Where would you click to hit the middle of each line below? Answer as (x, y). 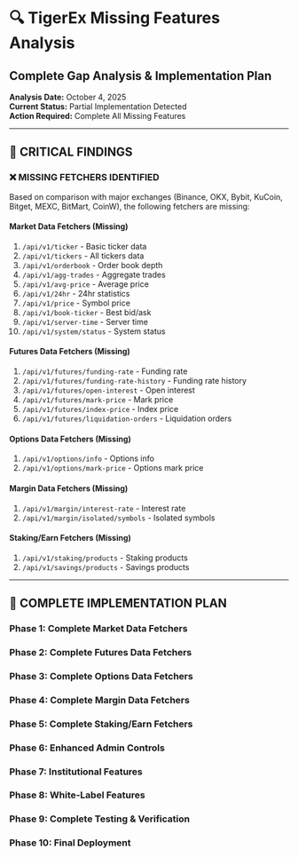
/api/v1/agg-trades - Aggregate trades (94, 274)
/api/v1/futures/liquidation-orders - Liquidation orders (127, 418)
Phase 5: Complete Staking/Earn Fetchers (101, 724)
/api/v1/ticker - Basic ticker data (84, 246)
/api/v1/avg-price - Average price (85, 284)
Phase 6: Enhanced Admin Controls (87, 748)
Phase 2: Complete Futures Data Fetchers (101, 652)
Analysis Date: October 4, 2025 (68, 97)
